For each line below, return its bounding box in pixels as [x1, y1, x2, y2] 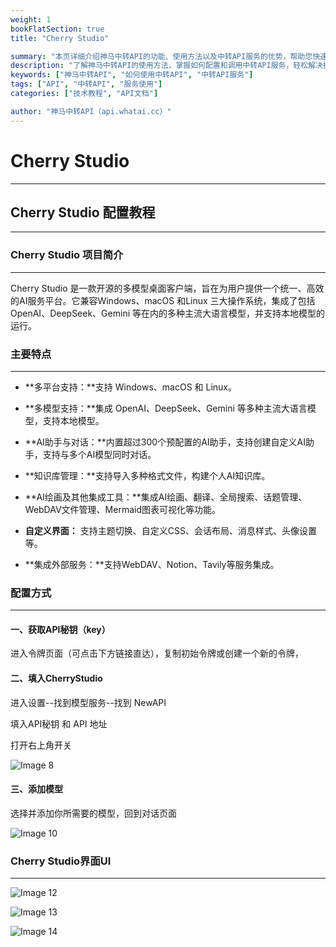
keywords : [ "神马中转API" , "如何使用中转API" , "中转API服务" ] [10, 70, 254, 80]
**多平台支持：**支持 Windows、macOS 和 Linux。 [24, 381, 237, 393]
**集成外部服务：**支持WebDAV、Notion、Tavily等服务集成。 [24, 558, 280, 570]
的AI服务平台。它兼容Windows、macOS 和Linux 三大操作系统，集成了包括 [10, 294, 316, 306]
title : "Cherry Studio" [10, 33, 110, 43]
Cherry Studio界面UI [10, 854, 112, 868]
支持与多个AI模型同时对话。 [42, 448, 157, 460]
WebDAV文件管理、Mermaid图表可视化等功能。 [24, 503, 221, 515]
